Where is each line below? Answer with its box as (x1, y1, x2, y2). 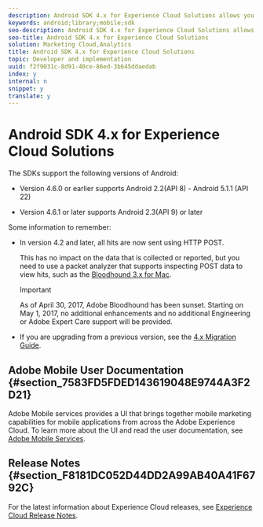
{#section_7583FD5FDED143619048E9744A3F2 (8, 375, 251, 389)
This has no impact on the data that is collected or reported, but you (19, 253, 240, 263)
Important (19, 285, 52, 295)
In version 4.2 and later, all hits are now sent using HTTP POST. (19, 238, 225, 248)
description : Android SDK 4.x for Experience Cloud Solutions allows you (8, 11, 255, 20)
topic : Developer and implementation (8, 56, 132, 64)
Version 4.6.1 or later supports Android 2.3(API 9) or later (19, 208, 203, 217)
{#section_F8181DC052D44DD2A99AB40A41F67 (8, 469, 256, 482)
